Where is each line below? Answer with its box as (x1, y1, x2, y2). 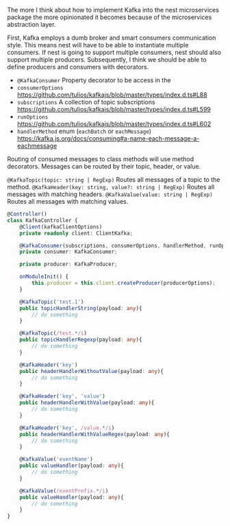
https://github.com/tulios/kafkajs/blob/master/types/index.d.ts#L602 (16, 120, 212, 128)
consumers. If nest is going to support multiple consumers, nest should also (7, 48, 221, 56)
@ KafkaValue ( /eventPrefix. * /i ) (19, 487, 109, 494)
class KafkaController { (7, 217, 78, 224)
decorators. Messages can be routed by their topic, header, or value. (7, 163, 201, 170)
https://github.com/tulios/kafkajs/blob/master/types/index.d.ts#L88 (16, 91, 207, 99)
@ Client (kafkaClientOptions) (19, 223, 103, 230)
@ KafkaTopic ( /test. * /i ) (19, 330, 88, 337)
